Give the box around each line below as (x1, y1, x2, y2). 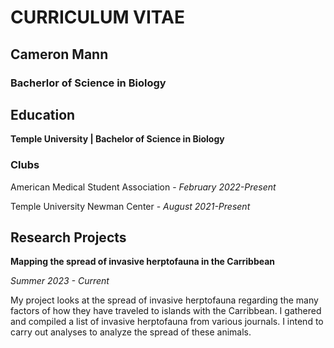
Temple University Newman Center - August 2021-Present (10, 200, 251, 212)
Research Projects (10, 229, 127, 246)
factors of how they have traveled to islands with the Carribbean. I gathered (10, 305, 322, 317)
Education (10, 106, 76, 123)
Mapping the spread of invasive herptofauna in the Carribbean (10, 256, 276, 268)
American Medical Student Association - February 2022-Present (10, 181, 277, 193)
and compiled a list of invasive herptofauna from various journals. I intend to (10, 316, 324, 328)
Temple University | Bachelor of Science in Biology (10, 133, 225, 145)
